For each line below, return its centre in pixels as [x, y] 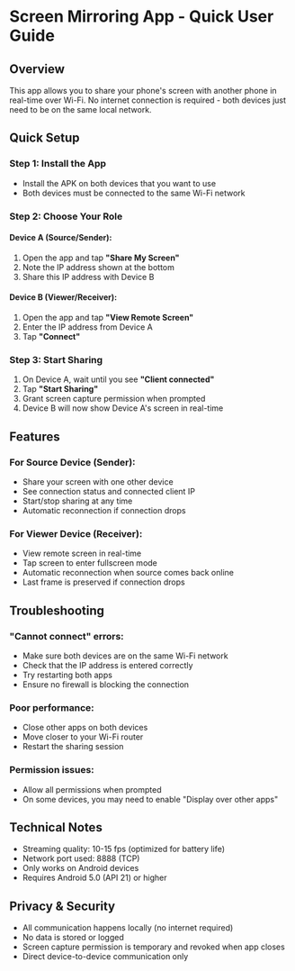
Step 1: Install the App [58, 164]
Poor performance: [52, 707]
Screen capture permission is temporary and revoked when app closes [153, 947]
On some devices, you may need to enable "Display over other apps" [150, 799]
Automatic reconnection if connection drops [104, 510]
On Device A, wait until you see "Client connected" [118, 379]
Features [35, 436]
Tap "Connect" [51, 337]
